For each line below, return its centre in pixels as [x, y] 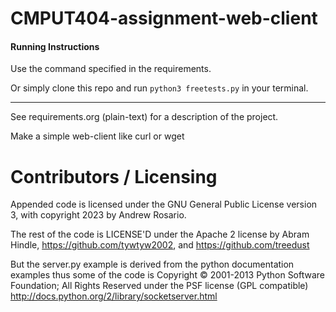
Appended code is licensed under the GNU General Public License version [164, 204]
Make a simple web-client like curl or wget [97, 136]
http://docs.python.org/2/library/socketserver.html [114, 296]
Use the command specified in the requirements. [111, 69]
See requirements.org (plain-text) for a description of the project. [144, 117]
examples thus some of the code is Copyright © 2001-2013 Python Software [168, 275]
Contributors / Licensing [114, 176]
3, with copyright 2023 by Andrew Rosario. [98, 215]
